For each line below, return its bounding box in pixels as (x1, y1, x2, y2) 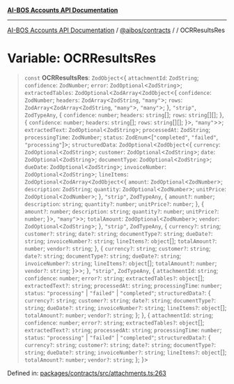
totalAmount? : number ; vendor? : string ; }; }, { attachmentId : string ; (24, 311, 214, 319)
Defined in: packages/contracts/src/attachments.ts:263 (7, 369, 166, 377)
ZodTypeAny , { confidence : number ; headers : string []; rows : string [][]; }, (24, 110, 224, 119)
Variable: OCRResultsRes (7, 50, 157, 66)
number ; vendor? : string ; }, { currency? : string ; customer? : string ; (24, 244, 211, 252)
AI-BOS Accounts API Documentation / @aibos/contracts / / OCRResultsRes (7, 26, 225, 34)
